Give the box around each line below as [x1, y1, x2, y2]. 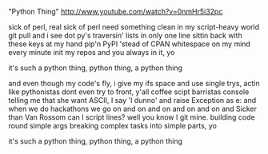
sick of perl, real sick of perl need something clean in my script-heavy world [8, 22, 260, 31]
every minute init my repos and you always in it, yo [8, 48, 175, 57]
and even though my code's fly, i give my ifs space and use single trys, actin [8, 79, 260, 88]
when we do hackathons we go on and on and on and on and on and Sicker [8, 104, 258, 113]
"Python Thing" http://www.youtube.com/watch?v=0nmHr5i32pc [8, 7, 223, 16]
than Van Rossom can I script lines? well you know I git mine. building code [8, 113, 255, 122]
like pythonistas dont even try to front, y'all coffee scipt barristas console [8, 87, 250, 97]
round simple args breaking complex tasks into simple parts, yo [8, 121, 218, 130]
